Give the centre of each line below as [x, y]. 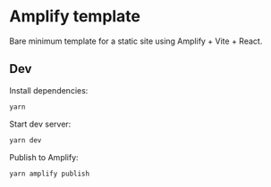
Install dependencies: [49, 90]
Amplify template [75, 16]
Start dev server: [40, 124]
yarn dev [25, 140]
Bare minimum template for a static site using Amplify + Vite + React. [136, 41]
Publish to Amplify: [44, 157]
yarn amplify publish [50, 174]
